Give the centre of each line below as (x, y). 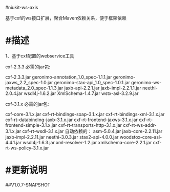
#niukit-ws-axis (22, 7)
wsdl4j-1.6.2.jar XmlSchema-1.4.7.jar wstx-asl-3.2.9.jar (81, 93)
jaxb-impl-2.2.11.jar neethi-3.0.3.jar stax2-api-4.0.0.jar (62, 137)
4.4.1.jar (14, 142)
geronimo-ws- (146, 82)
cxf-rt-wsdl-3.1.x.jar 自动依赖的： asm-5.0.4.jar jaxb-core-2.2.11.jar (92, 131)
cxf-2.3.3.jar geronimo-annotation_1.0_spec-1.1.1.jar (59, 77)
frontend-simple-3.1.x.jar (31, 125)
